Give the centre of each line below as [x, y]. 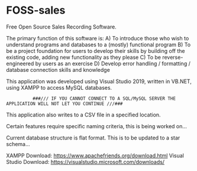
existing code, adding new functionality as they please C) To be [84, 57]
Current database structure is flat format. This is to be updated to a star [93, 138]
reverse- [173, 57]
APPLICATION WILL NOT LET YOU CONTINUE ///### [64, 104]
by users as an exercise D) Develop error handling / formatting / [113, 64]
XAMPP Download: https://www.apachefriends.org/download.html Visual [95, 156]
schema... [18, 144]
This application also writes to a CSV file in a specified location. [83, 115]
